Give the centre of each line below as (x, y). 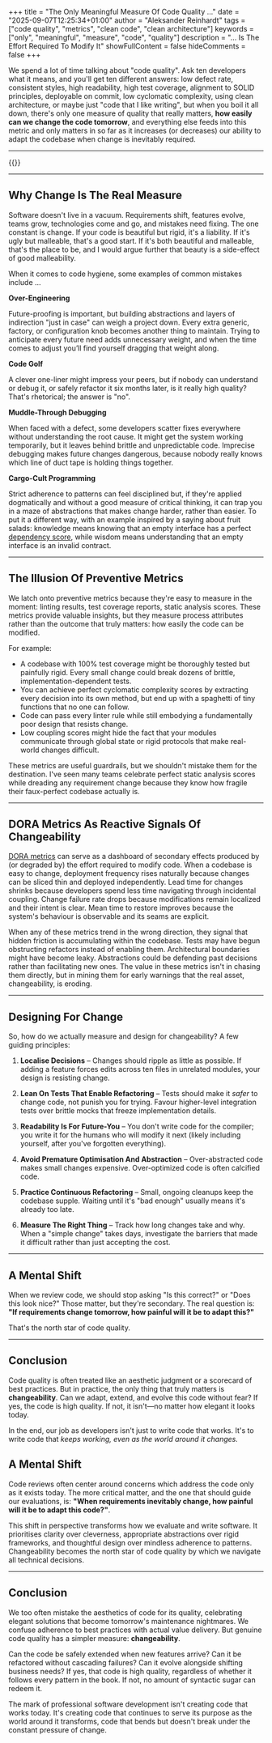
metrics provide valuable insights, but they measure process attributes (126, 615)
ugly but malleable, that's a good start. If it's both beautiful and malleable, (131, 240)
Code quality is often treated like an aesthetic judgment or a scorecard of (130, 1380)
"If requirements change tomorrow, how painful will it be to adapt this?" (132, 1312)
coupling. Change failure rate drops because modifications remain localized (135, 899)
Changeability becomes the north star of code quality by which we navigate (135, 1551)
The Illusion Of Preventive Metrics (96, 578)
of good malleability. (42, 257)
